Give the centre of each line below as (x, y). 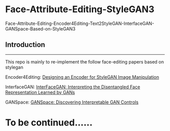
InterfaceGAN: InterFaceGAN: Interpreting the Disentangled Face (73, 87)
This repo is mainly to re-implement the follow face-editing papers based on (85, 61)
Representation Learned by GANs (40, 92)
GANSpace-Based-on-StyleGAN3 (40, 28)
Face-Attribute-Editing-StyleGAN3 (80, 9)
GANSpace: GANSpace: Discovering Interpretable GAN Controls (72, 102)
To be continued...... (49, 122)
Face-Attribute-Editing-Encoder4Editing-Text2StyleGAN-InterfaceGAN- (80, 23)
